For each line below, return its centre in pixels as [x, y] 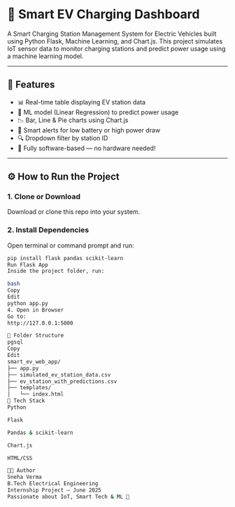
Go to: [17, 316]
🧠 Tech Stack [26, 401]
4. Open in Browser [36, 310]
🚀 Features [31, 84]
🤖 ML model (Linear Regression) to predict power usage [98, 112]
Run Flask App [28, 265]
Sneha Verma [24, 477]
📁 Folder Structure [36, 336]
